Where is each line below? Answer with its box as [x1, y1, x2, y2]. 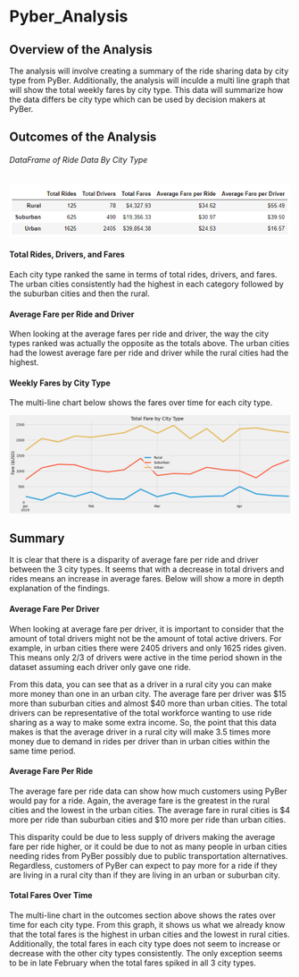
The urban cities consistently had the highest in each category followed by [9, 278, 284, 289]
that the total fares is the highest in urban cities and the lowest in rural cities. [9, 929, 290, 939]
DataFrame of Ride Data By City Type [9, 154, 148, 165]
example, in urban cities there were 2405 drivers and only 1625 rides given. [9, 642, 287, 653]
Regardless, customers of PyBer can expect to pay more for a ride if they [9, 860, 278, 871]
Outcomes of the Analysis [9, 130, 157, 145]
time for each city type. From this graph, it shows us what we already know [9, 920, 286, 930]
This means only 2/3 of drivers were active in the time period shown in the [9, 651, 283, 663]
